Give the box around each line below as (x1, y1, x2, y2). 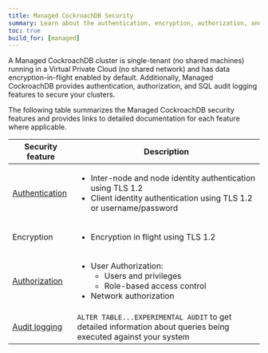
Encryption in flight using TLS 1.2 (90, 232, 216, 243)
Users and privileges (104, 271, 182, 282)
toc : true (8, 26, 41, 34)
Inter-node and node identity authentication (90, 173, 256, 184)
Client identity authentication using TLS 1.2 (90, 192, 253, 204)
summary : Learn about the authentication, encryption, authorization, (8, 19, 248, 27)
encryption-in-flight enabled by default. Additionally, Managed (8, 73, 214, 82)
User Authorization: (90, 260, 164, 272)
